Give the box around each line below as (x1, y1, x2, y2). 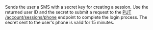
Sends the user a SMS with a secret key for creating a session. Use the (5, 4, 149, 10)
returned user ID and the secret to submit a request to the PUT (5, 9, 131, 15)
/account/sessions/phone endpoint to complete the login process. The (5, 15, 148, 20)
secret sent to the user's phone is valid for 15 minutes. (5, 19, 114, 25)
